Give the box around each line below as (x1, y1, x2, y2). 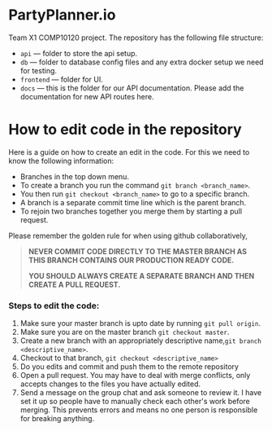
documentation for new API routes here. (19, 91, 154, 101)
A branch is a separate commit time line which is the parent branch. (19, 197, 247, 207)
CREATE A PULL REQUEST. (28, 279, 121, 289)
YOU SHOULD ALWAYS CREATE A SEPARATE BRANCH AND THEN (28, 270, 255, 280)
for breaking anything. (19, 414, 95, 424)
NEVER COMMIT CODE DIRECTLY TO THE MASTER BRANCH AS (28, 246, 248, 256)
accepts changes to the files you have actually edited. (19, 379, 201, 389)
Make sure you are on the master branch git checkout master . (19, 328, 230, 337)
